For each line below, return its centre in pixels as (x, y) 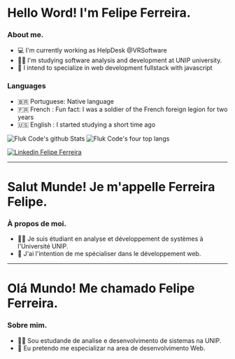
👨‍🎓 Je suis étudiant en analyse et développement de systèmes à (111, 239)
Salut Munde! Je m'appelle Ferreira (111, 186)
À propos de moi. (37, 223)
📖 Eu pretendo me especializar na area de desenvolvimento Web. (111, 348)
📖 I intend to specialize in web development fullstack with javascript (115, 68)
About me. (26, 35)
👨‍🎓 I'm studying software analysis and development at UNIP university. (120, 60)
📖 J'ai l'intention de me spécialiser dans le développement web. (109, 254)
